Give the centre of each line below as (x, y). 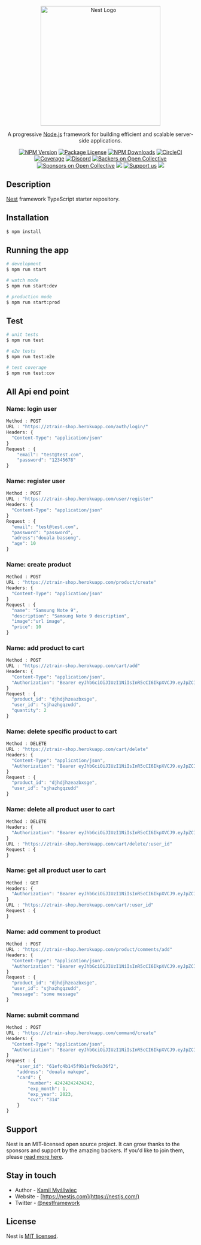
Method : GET (22, 883)
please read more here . (35, 1156)
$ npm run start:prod (33, 302)
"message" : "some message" (45, 994)
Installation (28, 218)
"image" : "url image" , (39, 622)
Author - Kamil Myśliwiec (46, 1190)
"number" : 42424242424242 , (61, 1083)
